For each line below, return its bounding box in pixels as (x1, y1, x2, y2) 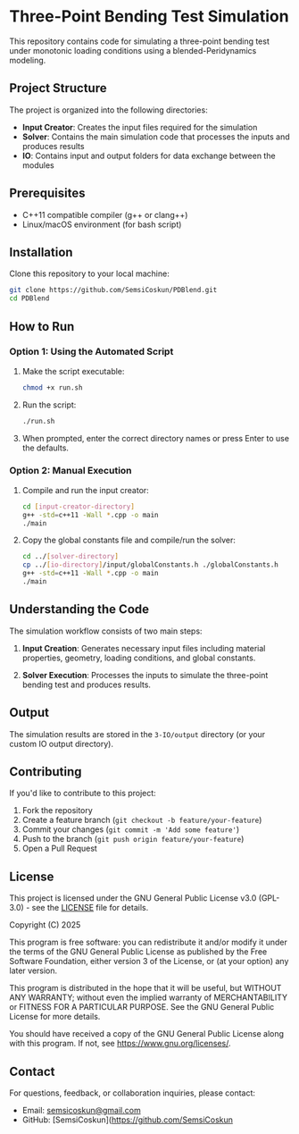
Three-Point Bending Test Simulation (9, 6, 289, 27)
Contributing (9, 764, 82, 779)
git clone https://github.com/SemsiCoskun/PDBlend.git (9, 286, 218, 295)
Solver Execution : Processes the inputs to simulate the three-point (21, 669, 269, 680)
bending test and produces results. (21, 679, 152, 690)
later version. (9, 965, 58, 976)
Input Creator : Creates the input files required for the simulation (21, 122, 258, 132)
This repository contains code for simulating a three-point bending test (9, 36, 270, 46)
